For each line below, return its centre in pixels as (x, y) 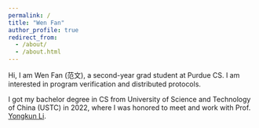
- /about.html (38, 52)
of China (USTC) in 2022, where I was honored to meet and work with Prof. (129, 108)
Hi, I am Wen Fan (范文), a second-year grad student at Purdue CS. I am (124, 75)
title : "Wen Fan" (36, 23)
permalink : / (29, 15)
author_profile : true (44, 30)
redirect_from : (33, 37)
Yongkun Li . (27, 116)
